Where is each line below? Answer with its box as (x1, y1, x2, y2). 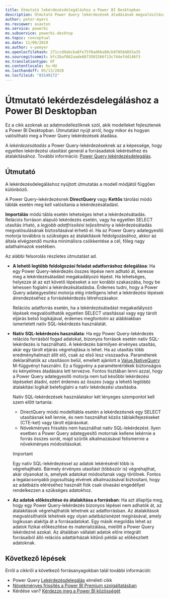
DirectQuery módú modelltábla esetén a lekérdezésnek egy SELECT (20, 409, 161, 415)
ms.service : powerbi (5, 26, 49, 31)
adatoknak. (12, 540, 36, 546)
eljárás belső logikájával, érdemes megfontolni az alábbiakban (12, 315, 141, 321)
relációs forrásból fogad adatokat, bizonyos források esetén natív (12, 336, 148, 342)
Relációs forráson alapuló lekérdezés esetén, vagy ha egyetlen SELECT (5, 216, 153, 222)
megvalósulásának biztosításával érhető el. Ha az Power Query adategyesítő (5, 227, 164, 233)
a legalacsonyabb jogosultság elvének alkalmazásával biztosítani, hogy (12, 476, 160, 482)
